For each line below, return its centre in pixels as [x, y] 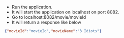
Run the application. [32, 7]
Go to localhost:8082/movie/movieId [49, 17]
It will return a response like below [46, 22]
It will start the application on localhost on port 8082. [65, 12]
